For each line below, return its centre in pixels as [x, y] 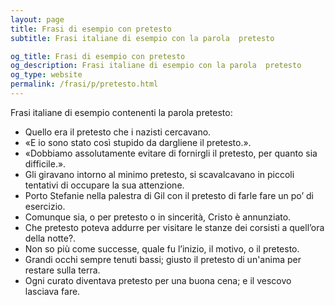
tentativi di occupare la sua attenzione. [104, 185]
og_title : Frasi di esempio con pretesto [98, 56]
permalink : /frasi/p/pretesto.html [84, 84]
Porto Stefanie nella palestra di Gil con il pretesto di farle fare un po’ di [169, 195]
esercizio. [45, 206]
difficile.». [45, 163]
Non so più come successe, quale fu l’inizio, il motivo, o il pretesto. [162, 248]
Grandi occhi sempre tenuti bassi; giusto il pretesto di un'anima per [163, 259]
